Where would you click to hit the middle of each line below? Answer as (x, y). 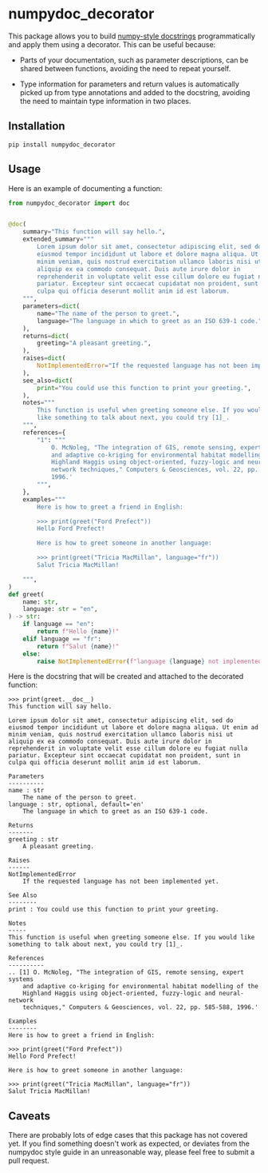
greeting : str (33, 840)
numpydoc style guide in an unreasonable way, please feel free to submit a (132, 1152)
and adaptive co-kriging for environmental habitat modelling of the (141, 987)
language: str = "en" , (60, 609)
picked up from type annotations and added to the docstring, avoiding (135, 92)
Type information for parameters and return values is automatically (129, 84)
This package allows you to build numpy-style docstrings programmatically (132, 36)
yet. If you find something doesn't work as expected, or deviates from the (129, 1143)
